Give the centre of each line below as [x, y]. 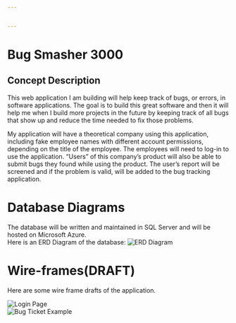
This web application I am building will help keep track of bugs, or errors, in [117, 98]
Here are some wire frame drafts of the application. [82, 290]
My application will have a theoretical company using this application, [108, 134]
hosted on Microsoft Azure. [47, 235]
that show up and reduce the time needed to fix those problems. [100, 120]
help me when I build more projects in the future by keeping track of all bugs [118, 112]
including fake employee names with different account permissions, [106, 141]
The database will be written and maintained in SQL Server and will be [109, 227]
